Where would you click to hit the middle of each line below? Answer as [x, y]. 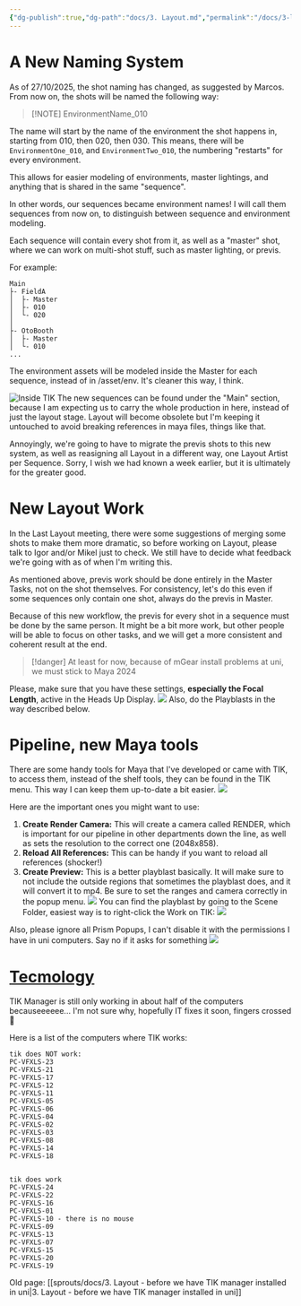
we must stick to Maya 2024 [83, 671]
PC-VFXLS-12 [31, 1085]
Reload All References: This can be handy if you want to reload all [145, 853]
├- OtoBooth [31, 331]
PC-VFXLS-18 [31, 1156]
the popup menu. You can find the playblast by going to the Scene [150, 902]
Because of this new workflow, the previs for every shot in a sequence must [149, 616]
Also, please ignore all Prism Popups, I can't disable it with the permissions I [150, 930]
